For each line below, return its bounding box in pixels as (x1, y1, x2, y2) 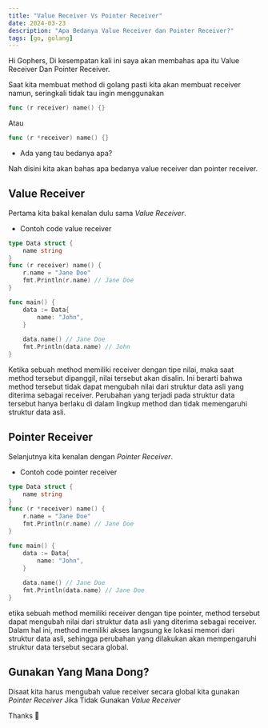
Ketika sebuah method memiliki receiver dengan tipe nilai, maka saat (8, 365, 234, 374)
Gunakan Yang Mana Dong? (8, 666, 150, 679)
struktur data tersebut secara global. (8, 642, 129, 652)
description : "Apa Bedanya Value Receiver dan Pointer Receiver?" (8, 26, 234, 34)
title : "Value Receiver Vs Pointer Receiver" (8, 11, 162, 20)
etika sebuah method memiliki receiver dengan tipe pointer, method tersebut (8, 608, 260, 618)
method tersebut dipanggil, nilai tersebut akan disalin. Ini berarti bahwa (8, 373, 242, 382)
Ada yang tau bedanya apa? (19, 149, 113, 158)
